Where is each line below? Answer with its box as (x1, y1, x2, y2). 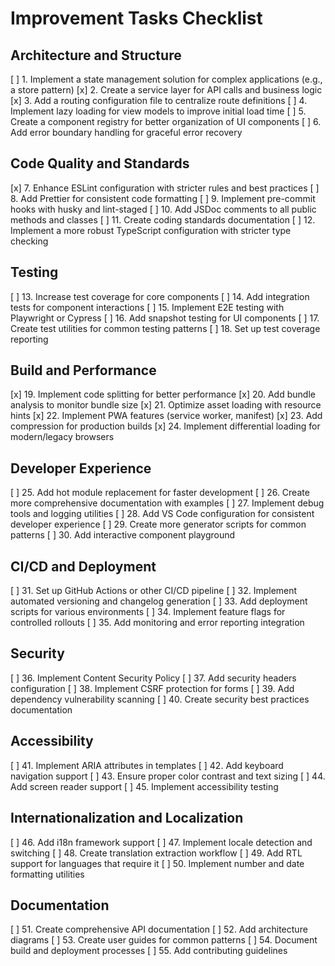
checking (10, 235, 49, 247)
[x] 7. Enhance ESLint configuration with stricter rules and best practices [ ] (10, 182, 320, 194)
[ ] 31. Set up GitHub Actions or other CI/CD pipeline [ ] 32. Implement (10, 585, 298, 597)
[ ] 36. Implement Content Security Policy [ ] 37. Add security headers (10, 672, 297, 684)
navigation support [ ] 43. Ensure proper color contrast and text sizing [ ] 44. (10, 770, 326, 782)
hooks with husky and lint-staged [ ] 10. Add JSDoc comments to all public (10, 203, 317, 215)
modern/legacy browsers (10, 431, 115, 443)
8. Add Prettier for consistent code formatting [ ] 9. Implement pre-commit (10, 192, 316, 204)
